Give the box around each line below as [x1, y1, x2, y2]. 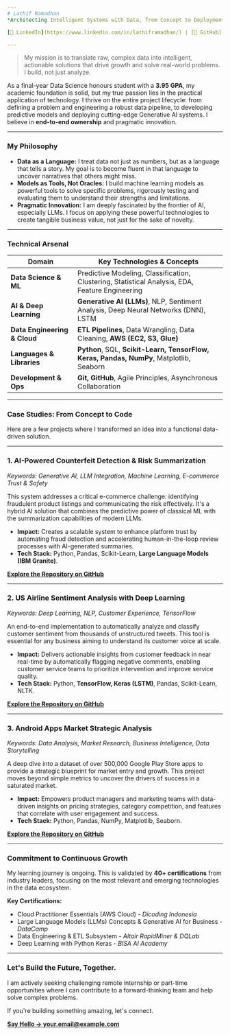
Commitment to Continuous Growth [7, 854, 128, 863]
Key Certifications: [7, 897, 62, 905]
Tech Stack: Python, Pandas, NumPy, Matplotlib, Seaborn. [16, 817, 183, 825]
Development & [10, 373, 62, 382]
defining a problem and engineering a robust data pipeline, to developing [7, 104, 213, 112]
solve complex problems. [7, 993, 78, 1001]
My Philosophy [7, 141, 58, 151]
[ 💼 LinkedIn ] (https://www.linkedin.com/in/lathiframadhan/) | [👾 [7, 29, 197, 36]
